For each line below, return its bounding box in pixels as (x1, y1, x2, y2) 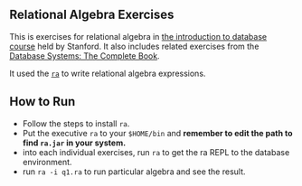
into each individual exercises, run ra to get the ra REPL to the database (22, 146, 290, 157)
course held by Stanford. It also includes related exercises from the (9, 41, 260, 51)
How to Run (9, 94, 76, 109)
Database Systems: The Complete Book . (9, 50, 160, 61)
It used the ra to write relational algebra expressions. (9, 68, 206, 79)
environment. (22, 156, 72, 167)
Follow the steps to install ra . (22, 117, 130, 129)
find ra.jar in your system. (22, 137, 127, 148)
